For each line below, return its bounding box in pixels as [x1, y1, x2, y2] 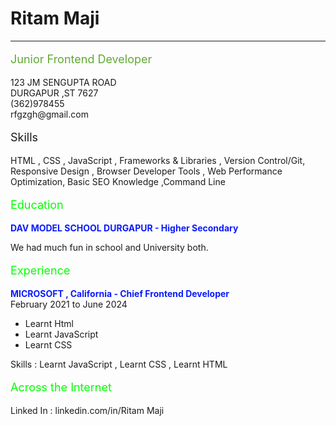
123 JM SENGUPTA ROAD [10, 76, 117, 88]
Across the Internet [10, 380, 112, 394]
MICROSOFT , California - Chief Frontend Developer [10, 287, 230, 299]
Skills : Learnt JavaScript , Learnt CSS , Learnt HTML [10, 358, 228, 370]
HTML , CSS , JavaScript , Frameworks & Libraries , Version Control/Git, [10, 154, 306, 166]
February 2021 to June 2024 [10, 298, 128, 310]
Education [10, 197, 64, 212]
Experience [10, 263, 71, 277]
